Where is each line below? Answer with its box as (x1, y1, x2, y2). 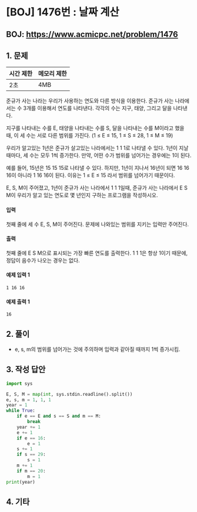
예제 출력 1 (6, 298, 31, 305)
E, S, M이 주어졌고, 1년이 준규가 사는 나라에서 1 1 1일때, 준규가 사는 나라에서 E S (6, 184, 188, 192)
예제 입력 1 (6, 271, 31, 278)
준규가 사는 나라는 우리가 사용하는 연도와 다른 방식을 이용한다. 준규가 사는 (6, 97, 174, 104)
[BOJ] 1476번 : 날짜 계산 (6, 5, 119, 19)
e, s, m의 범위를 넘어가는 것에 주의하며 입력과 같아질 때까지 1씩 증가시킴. (14, 346, 181, 353)
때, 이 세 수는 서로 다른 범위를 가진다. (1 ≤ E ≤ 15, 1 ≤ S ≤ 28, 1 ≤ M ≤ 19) (6, 132, 173, 139)
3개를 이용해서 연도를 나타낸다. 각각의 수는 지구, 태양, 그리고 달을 (23, 104, 172, 112)
